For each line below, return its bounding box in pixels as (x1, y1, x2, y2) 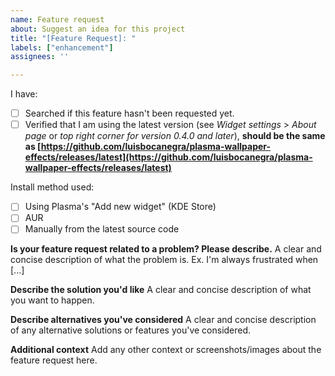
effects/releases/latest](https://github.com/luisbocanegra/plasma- (24, 151, 313, 163)
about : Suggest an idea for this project (10, 24, 186, 34)
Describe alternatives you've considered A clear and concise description (10, 314, 317, 326)
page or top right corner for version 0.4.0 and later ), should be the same (24, 130, 326, 142)
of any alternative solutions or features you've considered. (10, 324, 252, 336)
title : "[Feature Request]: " (10, 33, 137, 43)
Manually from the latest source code (24, 223, 180, 235)
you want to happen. (10, 294, 95, 306)
